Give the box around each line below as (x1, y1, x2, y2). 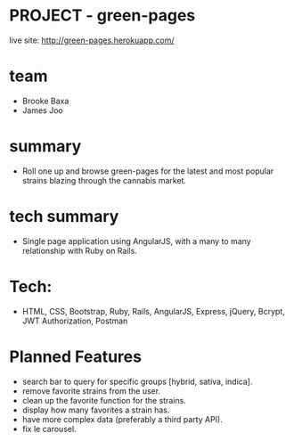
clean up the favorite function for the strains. (21, 395, 187, 405)
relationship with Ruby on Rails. (21, 245, 138, 256)
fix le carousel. (21, 423, 78, 434)
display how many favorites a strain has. (21, 404, 170, 415)
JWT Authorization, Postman (21, 315, 128, 326)
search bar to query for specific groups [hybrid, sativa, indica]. (21, 376, 253, 387)
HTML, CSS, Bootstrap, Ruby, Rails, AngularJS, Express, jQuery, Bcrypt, (21, 306, 285, 316)
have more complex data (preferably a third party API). (21, 413, 223, 424)
